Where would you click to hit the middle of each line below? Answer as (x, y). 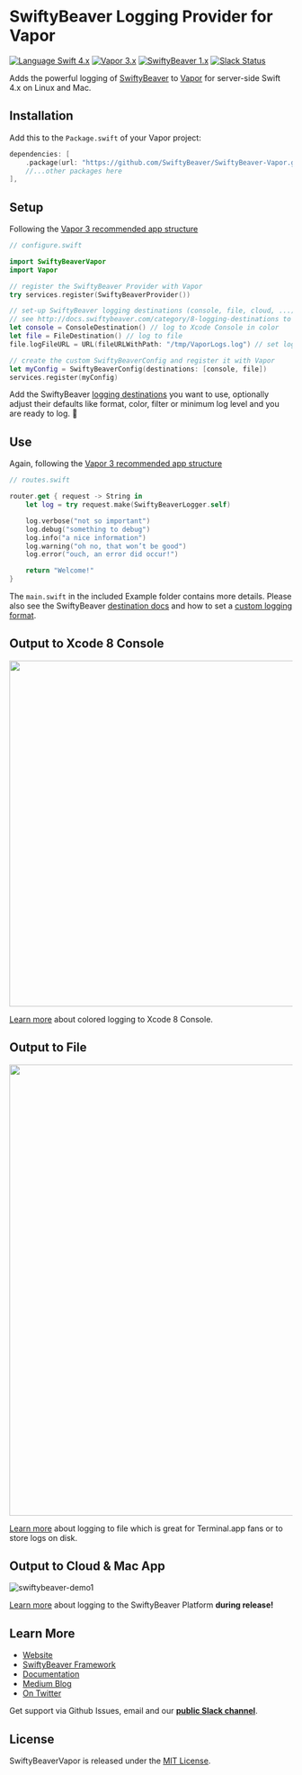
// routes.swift (40, 480)
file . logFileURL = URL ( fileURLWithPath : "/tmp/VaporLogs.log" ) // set (144, 344)
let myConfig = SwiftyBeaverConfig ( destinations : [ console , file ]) (138, 369)
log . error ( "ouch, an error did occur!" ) (102, 554)
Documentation (51, 1674)
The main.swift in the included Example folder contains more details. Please (151, 596)
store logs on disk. (44, 1537)
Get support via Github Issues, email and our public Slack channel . (133, 1711)
